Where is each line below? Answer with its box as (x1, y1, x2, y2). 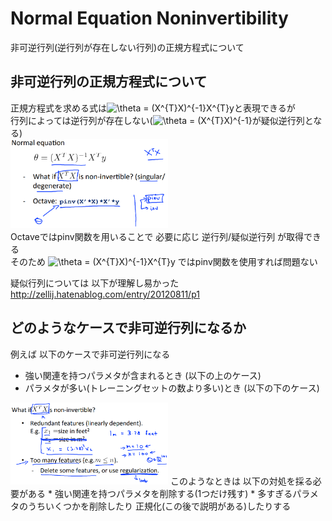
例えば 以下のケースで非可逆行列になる (10, 348, 171, 360)
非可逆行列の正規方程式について (10, 73, 208, 91)
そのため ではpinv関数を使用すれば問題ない (10, 255, 318, 267)
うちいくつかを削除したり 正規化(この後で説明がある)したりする (27, 500, 292, 512)
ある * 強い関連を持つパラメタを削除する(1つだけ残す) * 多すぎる (27, 487, 293, 499)
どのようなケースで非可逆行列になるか (10, 320, 247, 337)
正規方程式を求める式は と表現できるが (10, 102, 296, 114)
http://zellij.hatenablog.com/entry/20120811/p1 (10, 288, 200, 300)
